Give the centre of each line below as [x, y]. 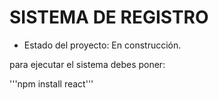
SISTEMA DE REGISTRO [109, 17]
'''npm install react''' [51, 83]
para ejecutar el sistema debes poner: [87, 64]
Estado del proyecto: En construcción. [102, 45]
